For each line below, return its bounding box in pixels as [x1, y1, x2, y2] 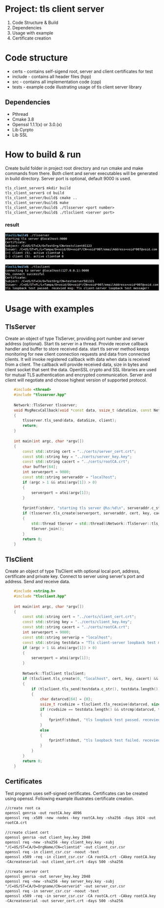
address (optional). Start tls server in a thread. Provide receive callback [5, 341, 148, 347]
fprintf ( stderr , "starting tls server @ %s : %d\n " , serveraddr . [22, 506, 152, 511]
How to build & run [5, 149, 82, 160]
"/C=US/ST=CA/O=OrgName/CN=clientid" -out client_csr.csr [5, 845, 125, 849]
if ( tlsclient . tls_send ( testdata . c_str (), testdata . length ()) [31, 686, 161, 692]
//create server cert [5, 869, 49, 874]
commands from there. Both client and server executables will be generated [5, 170, 158, 176]
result [5, 221, 20, 228]
